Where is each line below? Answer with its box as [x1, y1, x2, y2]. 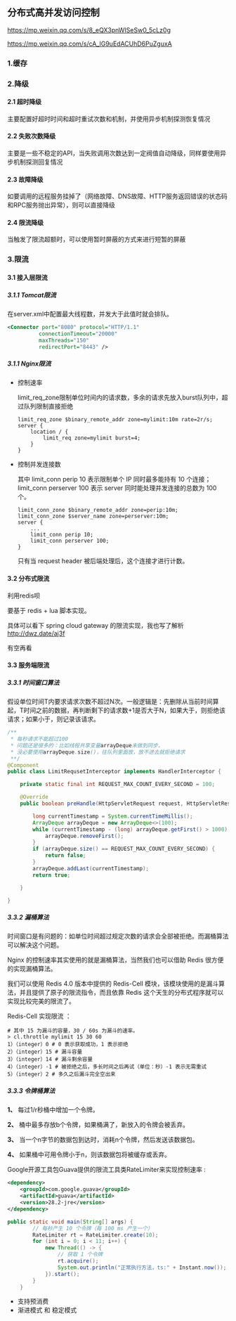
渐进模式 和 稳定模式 [17, 1306, 77, 1315]
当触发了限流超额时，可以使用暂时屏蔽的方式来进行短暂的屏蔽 [7, 235, 186, 244]
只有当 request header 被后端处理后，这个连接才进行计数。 [17, 557, 189, 565]
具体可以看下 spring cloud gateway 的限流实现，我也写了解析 [7, 621, 184, 629]
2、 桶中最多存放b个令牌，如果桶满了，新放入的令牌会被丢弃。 [7, 1121, 190, 1129]
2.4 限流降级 [7, 218, 44, 226]
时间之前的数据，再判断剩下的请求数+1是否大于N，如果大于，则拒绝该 [23, 706, 226, 715]
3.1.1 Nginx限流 [7, 359, 51, 368]
